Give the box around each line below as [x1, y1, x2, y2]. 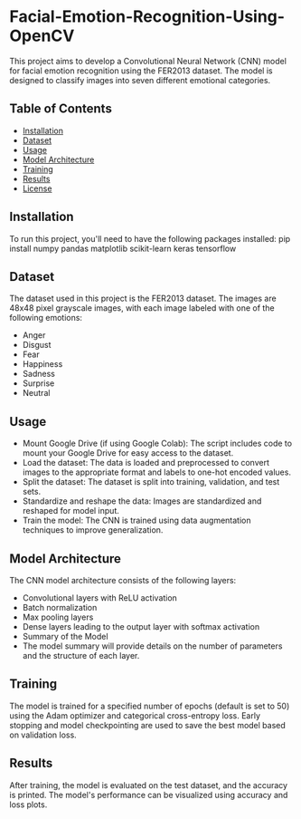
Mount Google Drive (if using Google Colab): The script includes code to [22, 438, 292, 449]
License [22, 183, 52, 194]
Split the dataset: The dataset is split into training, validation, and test [22, 477, 280, 487]
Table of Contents [9, 101, 113, 117]
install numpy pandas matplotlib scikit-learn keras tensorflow [9, 243, 237, 254]
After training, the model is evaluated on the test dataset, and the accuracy [9, 779, 287, 790]
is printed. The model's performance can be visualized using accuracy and [9, 789, 288, 800]
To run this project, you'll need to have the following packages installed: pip [9, 233, 291, 244]
